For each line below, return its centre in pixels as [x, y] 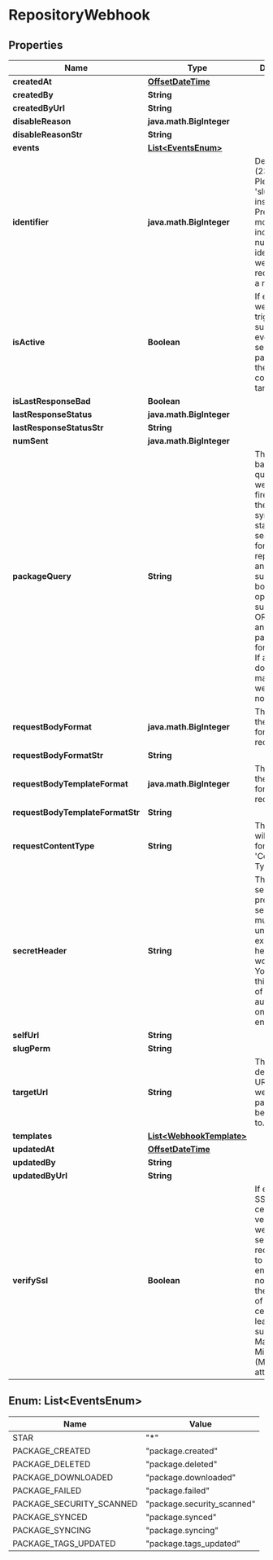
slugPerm [32, 1048]
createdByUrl [39, 108]
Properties [36, 45]
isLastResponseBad [52, 401]
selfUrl [26, 1035]
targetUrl [30, 1092]
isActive [29, 342]
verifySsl [30, 1280]
